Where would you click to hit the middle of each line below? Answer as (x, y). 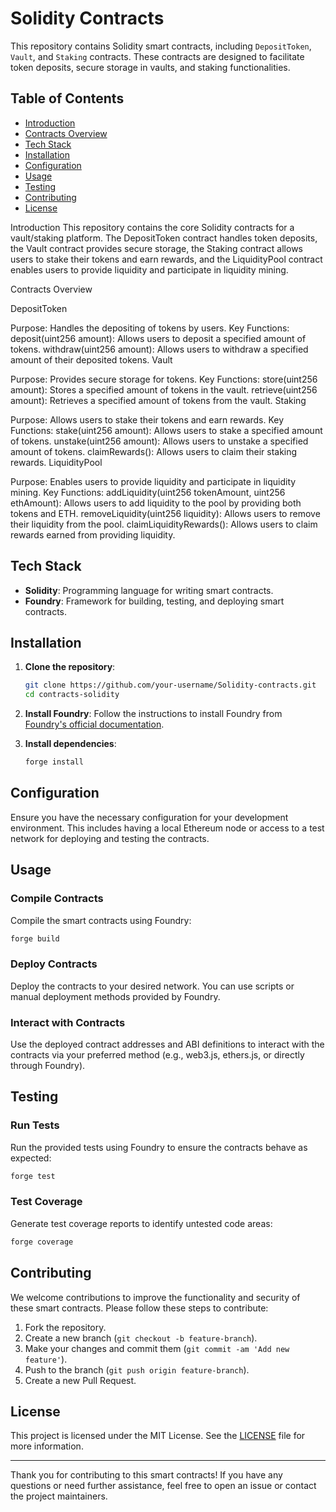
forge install (54, 762)
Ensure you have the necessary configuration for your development (149, 817)
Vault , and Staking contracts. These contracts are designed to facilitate (157, 56)
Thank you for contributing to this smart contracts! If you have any (146, 1475)
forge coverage (42, 1242)
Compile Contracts (57, 899)
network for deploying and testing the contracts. (110, 838)
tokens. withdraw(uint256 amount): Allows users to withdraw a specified (159, 349)
